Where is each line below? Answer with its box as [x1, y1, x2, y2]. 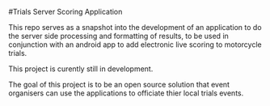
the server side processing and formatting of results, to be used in [8, 32, 229, 40]
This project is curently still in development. [8, 64, 154, 74]
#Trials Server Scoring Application [8, 7, 123, 16]
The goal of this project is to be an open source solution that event [8, 80, 230, 89]
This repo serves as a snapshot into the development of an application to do [8, 23, 262, 32]
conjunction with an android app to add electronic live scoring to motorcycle [8, 40, 262, 49]
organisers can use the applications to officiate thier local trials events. [8, 88, 244, 98]
